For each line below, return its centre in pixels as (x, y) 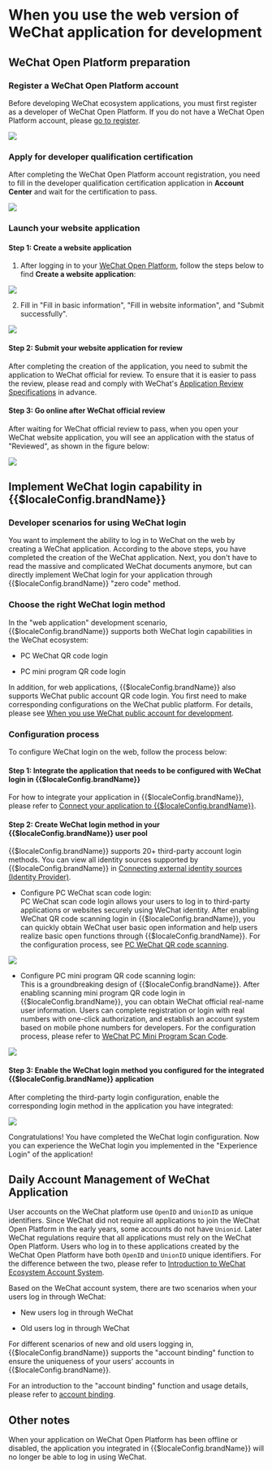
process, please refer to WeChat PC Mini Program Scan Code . (124, 1036)
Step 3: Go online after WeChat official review (87, 411)
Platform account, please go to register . (74, 120)
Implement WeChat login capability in (106, 487)
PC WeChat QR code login (64, 655)
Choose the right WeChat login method (87, 605)
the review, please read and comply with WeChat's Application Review (126, 383)
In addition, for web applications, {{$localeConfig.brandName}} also (122, 687)
